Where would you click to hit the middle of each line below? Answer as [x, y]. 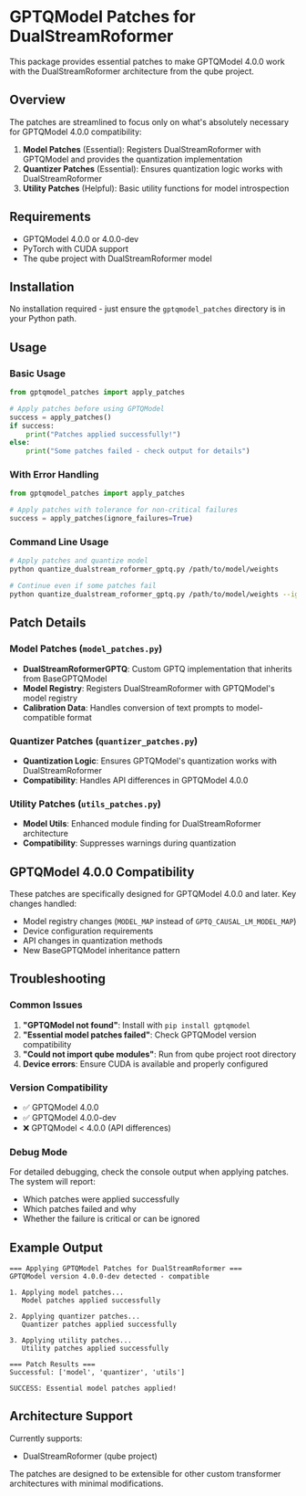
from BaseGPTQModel [65, 679]
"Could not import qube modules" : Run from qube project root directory [159, 1054]
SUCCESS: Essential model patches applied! [93, 1389]
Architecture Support [71, 1416]
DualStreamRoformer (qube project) [90, 1456]
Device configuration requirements [88, 931]
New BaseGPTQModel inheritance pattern [101, 950]
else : [20, 443]
